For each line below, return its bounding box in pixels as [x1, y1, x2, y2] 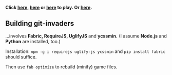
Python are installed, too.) [5, 38, 61, 44]
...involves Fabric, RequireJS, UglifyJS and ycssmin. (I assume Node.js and [5, 33, 167, 39]
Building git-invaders [5, 19, 74, 28]
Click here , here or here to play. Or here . [5, 5, 92, 10]
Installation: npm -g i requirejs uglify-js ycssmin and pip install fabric [5, 48, 166, 54]
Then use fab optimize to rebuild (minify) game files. [5, 64, 118, 70]
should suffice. [5, 53, 37, 60]
